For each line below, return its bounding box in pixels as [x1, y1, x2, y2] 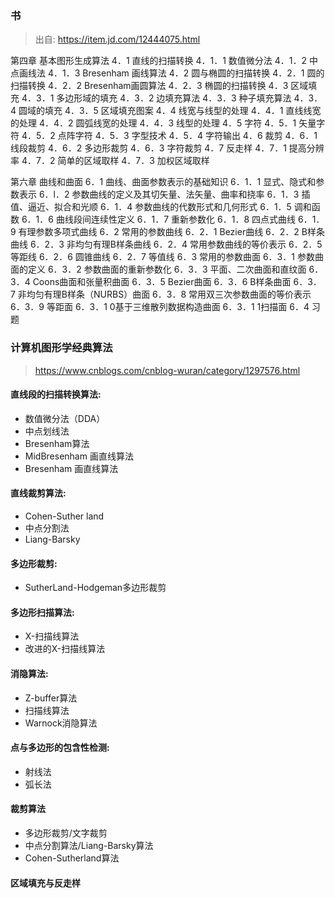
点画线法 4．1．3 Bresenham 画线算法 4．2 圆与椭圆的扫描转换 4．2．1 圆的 [10, 67, 325, 79]
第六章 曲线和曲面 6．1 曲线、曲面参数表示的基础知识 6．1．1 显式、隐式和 [10, 176, 317, 188]
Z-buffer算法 [24, 692, 78, 704]
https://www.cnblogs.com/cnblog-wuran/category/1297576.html [34, 364, 301, 376]
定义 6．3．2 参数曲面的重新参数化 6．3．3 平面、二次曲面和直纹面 [27, 263, 307, 276]
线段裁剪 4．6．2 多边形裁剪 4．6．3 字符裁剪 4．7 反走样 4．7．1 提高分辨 [10, 142, 325, 154]
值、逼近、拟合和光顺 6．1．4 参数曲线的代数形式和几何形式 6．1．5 [10, 201, 292, 213]
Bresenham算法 [24, 437, 90, 449]
